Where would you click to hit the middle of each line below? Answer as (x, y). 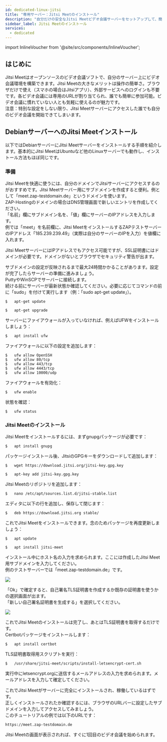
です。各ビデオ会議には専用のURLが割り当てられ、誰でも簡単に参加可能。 (82, 96)
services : (15, 28)
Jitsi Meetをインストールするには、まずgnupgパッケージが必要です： (76, 437)
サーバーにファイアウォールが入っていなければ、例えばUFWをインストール (82, 320)
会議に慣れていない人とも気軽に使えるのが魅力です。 (68, 102)
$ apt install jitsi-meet (34, 548)
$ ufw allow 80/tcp (28, 360)
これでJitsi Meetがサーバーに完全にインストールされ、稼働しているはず (78, 691)
